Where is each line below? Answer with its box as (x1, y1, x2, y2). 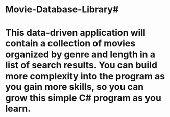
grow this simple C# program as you (5, 92, 162, 104)
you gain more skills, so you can (5, 81, 144, 93)
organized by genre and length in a (5, 49, 156, 60)
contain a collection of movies (5, 38, 136, 50)
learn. (5, 103, 31, 114)
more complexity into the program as (5, 71, 165, 82)
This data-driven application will (5, 27, 145, 39)
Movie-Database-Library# (5, 4, 119, 15)
